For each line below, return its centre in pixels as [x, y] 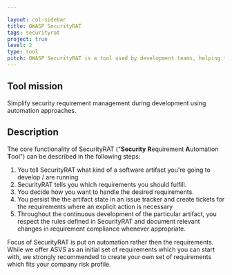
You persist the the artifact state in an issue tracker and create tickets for [121, 199]
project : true [28, 39]
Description [33, 132]
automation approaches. [42, 110]
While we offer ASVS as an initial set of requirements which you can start [111, 249]
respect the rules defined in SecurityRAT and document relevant [108, 221]
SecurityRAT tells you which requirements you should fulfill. [102, 184]
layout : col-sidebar [37, 19]
